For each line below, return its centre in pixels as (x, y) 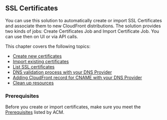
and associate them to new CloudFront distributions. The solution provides (83, 26)
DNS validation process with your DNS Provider (62, 72)
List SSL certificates (34, 67)
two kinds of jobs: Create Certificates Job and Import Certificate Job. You (82, 31)
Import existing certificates (41, 61)
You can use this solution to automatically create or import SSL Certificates (84, 20)
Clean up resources (33, 83)
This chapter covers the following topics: (48, 46)
